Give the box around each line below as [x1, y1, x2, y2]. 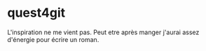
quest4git [7, 5, 65, 21]
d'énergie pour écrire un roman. [7, 35, 99, 43]
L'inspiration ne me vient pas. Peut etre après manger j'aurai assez [7, 28, 200, 36]
